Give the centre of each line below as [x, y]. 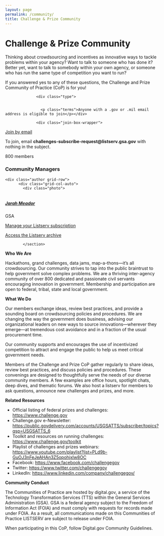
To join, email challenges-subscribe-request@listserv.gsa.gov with [76, 142]
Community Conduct [27, 483]
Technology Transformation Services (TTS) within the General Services [78, 497]
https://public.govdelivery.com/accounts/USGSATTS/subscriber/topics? [85, 426]
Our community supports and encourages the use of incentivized [71, 344]
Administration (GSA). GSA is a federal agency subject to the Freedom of [79, 502]
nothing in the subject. [28, 147]
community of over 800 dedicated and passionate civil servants [70, 279]
